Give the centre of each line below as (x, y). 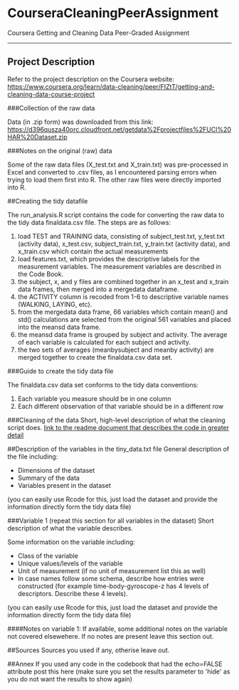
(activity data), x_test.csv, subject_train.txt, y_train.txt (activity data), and (124, 244)
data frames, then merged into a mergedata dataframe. (98, 289)
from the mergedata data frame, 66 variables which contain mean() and (122, 312)
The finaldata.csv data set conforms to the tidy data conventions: (103, 385)
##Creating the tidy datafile (48, 201)
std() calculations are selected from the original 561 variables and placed (124, 319)
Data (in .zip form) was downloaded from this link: (81, 122)
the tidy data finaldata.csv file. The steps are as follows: (89, 222)
